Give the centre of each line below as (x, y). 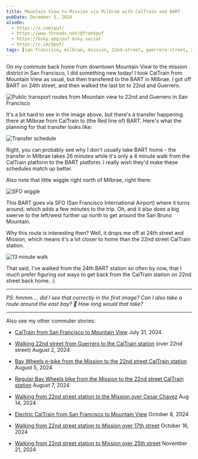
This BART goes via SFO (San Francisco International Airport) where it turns (98, 202)
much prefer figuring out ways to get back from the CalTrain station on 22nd (99, 274)
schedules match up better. (39, 168)
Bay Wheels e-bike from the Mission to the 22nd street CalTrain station (101, 361)
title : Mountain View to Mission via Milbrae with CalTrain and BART (93, 11)
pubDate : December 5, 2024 (39, 17)
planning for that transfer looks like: (49, 127)
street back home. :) (31, 281)
